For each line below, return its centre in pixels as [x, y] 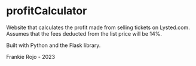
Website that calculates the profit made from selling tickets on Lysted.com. [98, 27]
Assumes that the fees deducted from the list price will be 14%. [84, 33]
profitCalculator [47, 11]
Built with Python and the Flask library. [53, 45]
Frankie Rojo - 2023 [31, 56]
